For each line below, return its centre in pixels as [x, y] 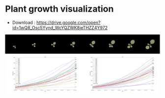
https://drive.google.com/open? [69, 22]
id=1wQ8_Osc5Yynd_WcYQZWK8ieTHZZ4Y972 [60, 27]
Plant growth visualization [59, 9]
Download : [24, 22]
